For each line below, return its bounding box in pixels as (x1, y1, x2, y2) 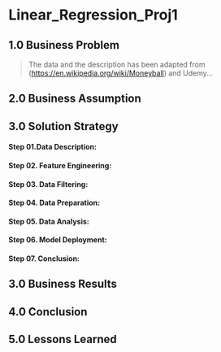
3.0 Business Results (8, 277, 118, 291)
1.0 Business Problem (8, 38, 120, 52)
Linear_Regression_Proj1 (8, 6, 179, 24)
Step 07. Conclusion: (8, 254, 80, 263)
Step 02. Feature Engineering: (8, 160, 112, 170)
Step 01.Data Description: (8, 142, 97, 152)
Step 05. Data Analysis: (8, 216, 89, 226)
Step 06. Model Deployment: (8, 235, 107, 245)
